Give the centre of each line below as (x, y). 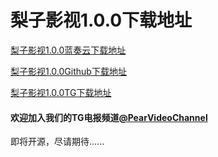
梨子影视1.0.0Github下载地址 (68, 71)
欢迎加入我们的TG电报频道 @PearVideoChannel (109, 117)
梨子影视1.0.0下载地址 (101, 20)
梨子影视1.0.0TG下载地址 (61, 92)
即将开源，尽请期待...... (57, 142)
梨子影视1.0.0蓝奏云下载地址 (68, 50)
